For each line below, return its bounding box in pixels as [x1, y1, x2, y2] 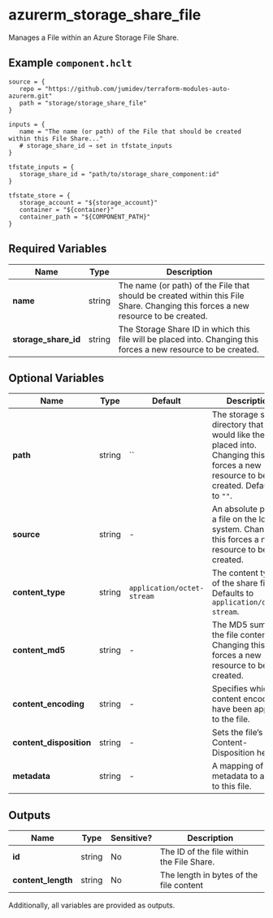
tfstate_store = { [8, 191, 71, 200]
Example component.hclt [8, 56, 132, 70]
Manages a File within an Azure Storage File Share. [8, 32, 179, 42]
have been [211, 704, 253, 715]
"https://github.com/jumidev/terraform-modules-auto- [44, 84, 231, 93]
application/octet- [128, 583, 205, 593]
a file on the [211, 513, 258, 525]
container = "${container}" [19, 206, 115, 214]
